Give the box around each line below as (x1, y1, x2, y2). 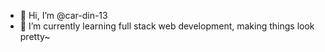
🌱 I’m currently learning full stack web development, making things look (19, 20, 315, 32)
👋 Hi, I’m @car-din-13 (19, 10, 108, 21)
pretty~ (19, 31, 51, 42)
